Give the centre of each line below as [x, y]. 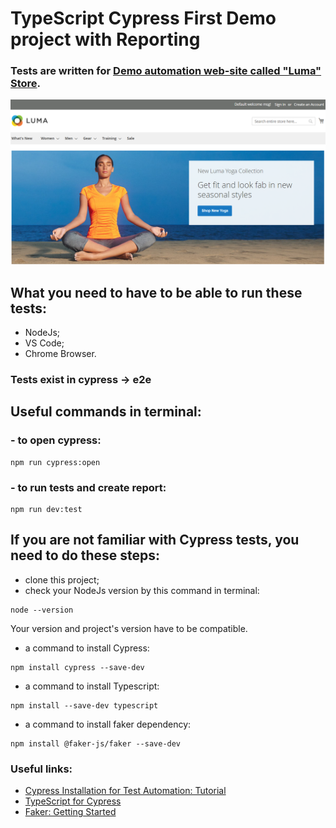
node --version [42, 610]
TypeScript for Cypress [73, 801]
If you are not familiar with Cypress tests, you [155, 540]
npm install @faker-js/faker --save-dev [96, 743]
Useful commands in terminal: [106, 412]
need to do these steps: [85, 555]
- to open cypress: [56, 440]
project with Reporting [105, 39]
